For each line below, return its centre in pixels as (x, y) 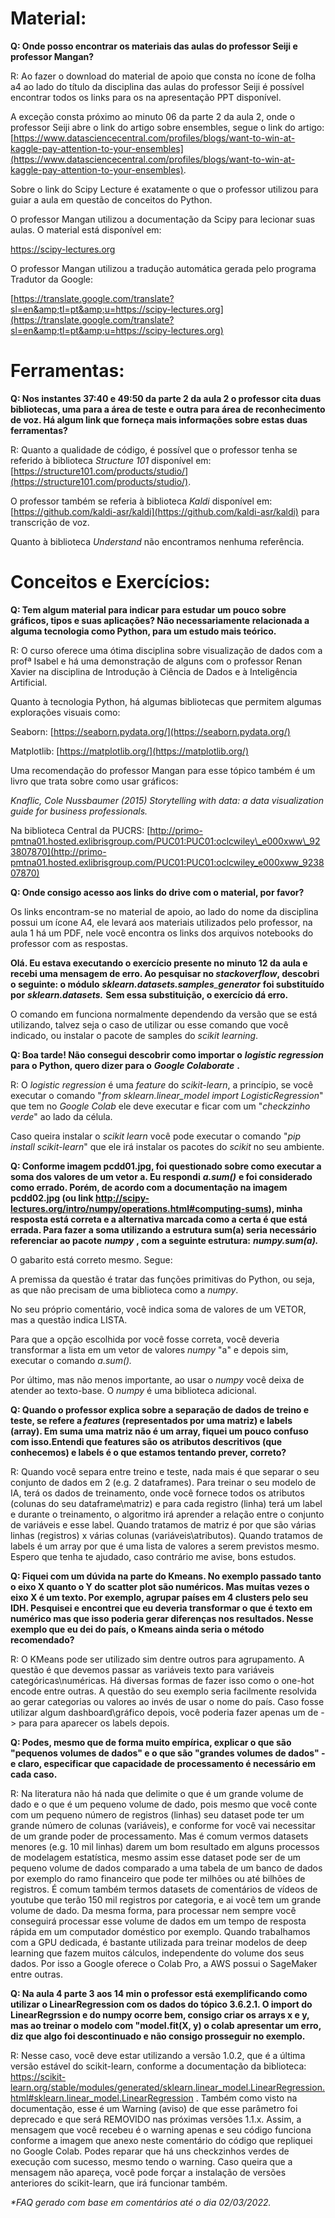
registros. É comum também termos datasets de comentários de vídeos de (164, 1889)
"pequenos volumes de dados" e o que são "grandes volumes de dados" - (168, 1753)
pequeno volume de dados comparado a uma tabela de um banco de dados (166, 1868)
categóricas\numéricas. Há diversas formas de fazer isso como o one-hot (162, 1680)
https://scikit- (38, 2076)
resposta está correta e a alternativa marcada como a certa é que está (159, 1219)
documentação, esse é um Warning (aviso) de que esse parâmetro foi (154, 2108)
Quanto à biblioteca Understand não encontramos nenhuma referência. (157, 541)
